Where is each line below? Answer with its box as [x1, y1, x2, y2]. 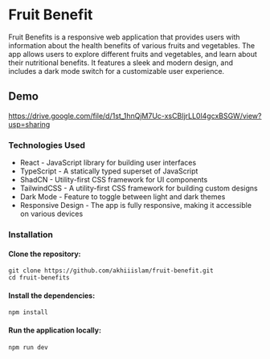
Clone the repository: [8, 249, 81, 259]
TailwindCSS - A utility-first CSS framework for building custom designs [19, 183, 259, 194]
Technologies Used [8, 139, 86, 150]
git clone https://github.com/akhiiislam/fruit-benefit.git [8, 267, 215, 275]
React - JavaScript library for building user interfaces [19, 158, 197, 168]
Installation [8, 229, 54, 240]
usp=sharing [8, 119, 51, 129]
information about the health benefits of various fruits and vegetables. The [8, 40, 256, 50]
